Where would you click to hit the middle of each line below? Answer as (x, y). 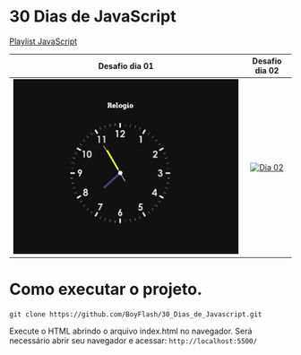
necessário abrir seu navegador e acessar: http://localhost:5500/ (133, 341)
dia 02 (267, 71)
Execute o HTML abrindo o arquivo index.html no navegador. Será (131, 331)
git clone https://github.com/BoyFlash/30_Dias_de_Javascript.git (136, 315)
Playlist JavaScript (43, 41)
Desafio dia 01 (126, 65)
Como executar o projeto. (106, 290)
